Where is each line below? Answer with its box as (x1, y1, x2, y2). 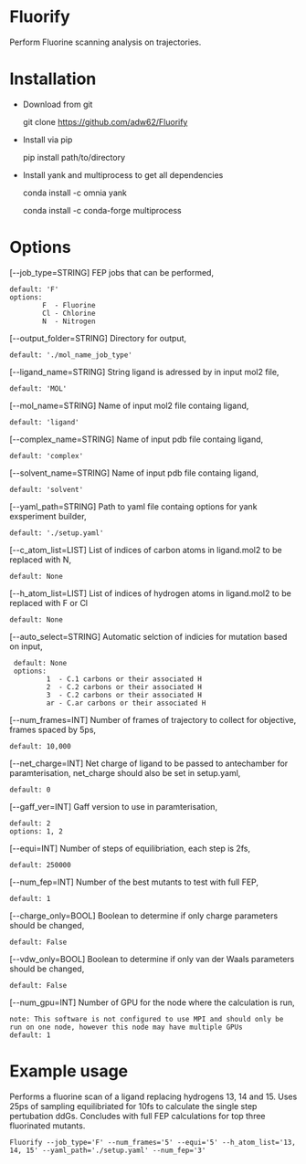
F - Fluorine (42, 300, 96, 309)
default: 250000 (9, 860, 71, 869)
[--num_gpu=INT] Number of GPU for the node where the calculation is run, (9, 997, 295, 1008)
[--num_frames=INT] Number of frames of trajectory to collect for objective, (9, 714, 297, 725)
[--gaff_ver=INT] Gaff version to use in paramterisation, (9, 801, 217, 812)
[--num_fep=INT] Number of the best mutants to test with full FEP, (9, 876, 259, 887)
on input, (9, 641, 43, 652)
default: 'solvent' (9, 485, 84, 494)
